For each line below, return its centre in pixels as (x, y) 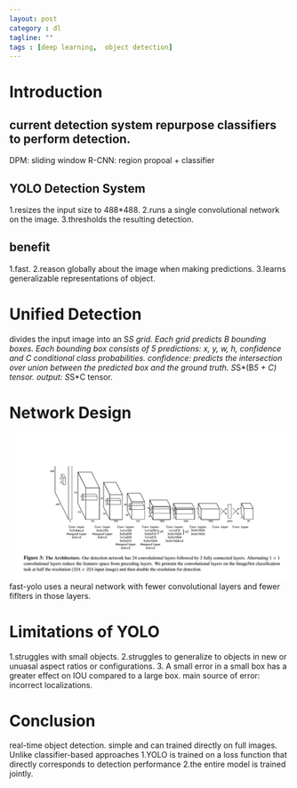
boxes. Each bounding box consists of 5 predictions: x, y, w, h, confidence (145, 349)
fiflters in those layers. (50, 595)
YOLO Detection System (77, 189)
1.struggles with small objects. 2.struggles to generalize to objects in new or (148, 656)
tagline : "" (31, 37)
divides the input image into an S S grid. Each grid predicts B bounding (138, 339)
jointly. (21, 774)
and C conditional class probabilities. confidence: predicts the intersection (146, 357)
